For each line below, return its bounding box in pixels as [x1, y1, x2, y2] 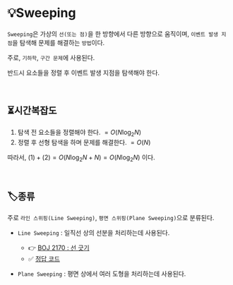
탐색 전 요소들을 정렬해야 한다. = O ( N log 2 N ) [17, 128, 142, 138]
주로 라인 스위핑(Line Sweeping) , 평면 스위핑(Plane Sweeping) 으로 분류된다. [7, 214, 215, 222]
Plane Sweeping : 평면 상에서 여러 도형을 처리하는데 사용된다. [17, 269, 186, 278]
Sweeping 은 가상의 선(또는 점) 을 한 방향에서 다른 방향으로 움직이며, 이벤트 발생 [7, 30, 219, 38]
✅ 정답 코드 [28, 255, 60, 263]
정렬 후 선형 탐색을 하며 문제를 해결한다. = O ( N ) [17, 138, 151, 146]
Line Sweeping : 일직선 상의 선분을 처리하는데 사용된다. [17, 229, 170, 237]
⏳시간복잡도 [7, 104, 57, 117]
